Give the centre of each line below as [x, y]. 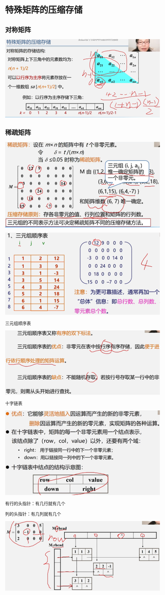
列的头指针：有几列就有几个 [33, 514]
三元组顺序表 [18, 323]
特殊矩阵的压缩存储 [44, 10]
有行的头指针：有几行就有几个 [35, 504]
